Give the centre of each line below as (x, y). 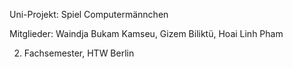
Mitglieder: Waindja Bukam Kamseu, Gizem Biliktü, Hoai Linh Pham (146, 33)
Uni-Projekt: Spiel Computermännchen (89, 14)
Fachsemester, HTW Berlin (79, 53)
